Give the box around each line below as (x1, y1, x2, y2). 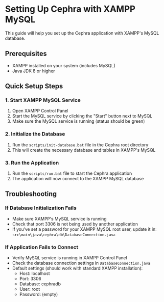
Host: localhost (19, 271, 50, 276)
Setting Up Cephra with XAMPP (5, 3, 136, 15)
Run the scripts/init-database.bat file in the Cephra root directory (12, 141, 148, 148)
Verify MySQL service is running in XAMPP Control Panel (12, 255, 127, 261)
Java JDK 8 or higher (12, 68, 55, 74)
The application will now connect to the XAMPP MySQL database (12, 176, 144, 182)
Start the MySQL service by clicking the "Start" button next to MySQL (12, 113, 153, 119)
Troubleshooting (5, 190, 57, 198)
